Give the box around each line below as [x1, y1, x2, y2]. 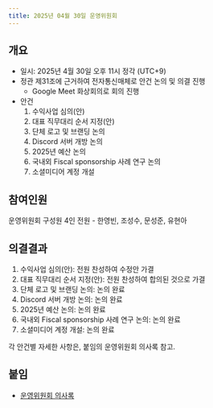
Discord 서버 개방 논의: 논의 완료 [19, 295, 123, 304]
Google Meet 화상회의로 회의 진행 [31, 86, 140, 97]
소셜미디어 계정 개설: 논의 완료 [19, 325, 115, 335]
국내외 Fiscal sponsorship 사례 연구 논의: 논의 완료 [19, 315, 181, 324]
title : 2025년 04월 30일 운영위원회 [8, 11, 118, 20]
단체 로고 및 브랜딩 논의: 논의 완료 [19, 285, 125, 295]
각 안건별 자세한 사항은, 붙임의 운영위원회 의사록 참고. [8, 342, 175, 352]
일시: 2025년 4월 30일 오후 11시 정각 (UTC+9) [19, 66, 166, 76]
